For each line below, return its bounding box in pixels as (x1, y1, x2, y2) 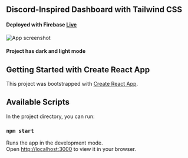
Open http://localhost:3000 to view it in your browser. (6, 146, 137, 153)
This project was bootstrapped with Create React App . (6, 80, 138, 87)
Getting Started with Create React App (6, 65, 150, 75)
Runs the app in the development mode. (6, 139, 103, 146)
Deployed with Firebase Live (6, 21, 77, 28)
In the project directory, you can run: (6, 113, 95, 120)
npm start (6, 127, 34, 134)
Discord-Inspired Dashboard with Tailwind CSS (6, 5, 183, 15)
